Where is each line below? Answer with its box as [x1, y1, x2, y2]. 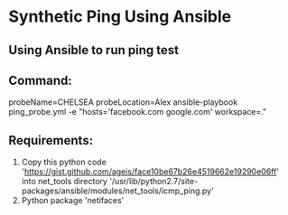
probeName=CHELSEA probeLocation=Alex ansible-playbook [8, 97, 238, 107]
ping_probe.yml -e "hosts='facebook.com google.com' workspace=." [8, 107, 267, 117]
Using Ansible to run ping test [8, 42, 180, 58]
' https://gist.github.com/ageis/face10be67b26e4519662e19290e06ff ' [21, 166, 280, 177]
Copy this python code [21, 156, 107, 168]
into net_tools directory [21, 176, 107, 187]
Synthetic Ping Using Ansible [8, 6, 232, 27]
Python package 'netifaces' [21, 195, 125, 206]
